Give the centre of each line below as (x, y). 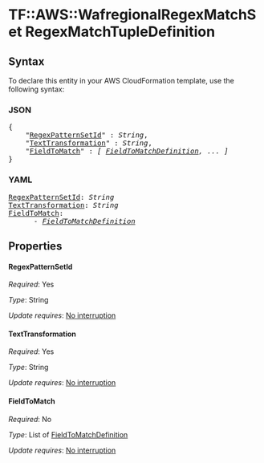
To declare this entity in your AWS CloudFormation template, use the (121, 81)
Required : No (30, 419)
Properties (35, 246)
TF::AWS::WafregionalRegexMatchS (132, 15)
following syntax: (37, 89)
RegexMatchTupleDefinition (120, 32)
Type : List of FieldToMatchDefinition (68, 434)
